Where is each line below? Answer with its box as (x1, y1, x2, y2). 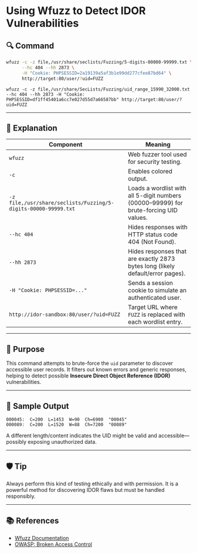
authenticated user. (128, 294, 182, 302)
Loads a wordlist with (128, 184, 186, 192)
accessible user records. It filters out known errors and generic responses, (6, 366, 186, 373)
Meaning (145, 140, 171, 149)
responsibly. (6, 492, 36, 500)
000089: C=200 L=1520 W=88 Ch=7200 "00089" (6, 421, 127, 427)
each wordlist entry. (128, 318, 183, 326)
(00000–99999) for (128, 199, 184, 207)
